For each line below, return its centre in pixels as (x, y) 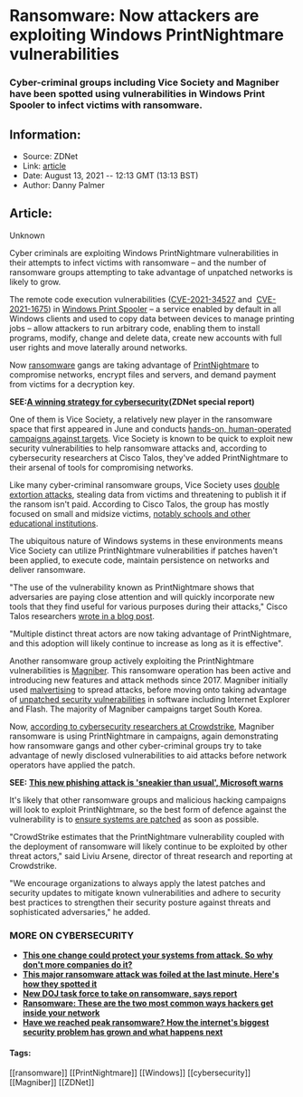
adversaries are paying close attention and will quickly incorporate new (142, 596)
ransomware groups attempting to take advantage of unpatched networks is (151, 272)
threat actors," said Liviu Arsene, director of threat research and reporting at (151, 855)
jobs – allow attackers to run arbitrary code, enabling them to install (135, 328)
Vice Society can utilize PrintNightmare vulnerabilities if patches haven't (144, 550)
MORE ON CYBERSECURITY (71, 935)
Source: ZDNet (50, 156)
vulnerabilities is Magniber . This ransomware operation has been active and (150, 670)
